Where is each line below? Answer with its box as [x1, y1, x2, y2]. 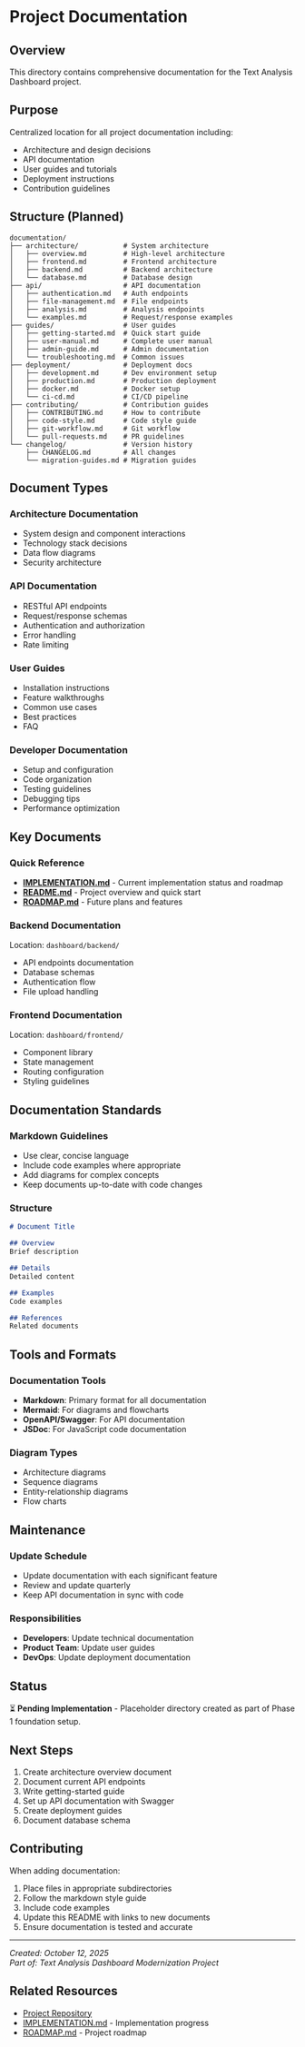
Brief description [9, 1247, 79, 1257]
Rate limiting [22, 638, 70, 650]
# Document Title [9, 1222, 75, 1231]
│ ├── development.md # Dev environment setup [9, 368, 218, 378]
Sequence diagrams [22, 1477, 98, 1488]
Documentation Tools [9, 1374, 106, 1387]
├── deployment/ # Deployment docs [9, 361, 193, 370]
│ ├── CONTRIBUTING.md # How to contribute [9, 408, 202, 417]
